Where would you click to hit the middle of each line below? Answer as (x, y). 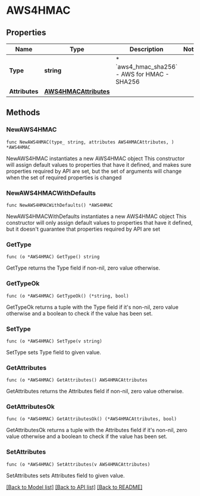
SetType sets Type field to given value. (54, 352)
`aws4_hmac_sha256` (147, 67)
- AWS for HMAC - (143, 74)
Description (146, 49)
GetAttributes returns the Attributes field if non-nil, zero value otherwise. (95, 391)
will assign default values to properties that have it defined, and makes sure (99, 164)
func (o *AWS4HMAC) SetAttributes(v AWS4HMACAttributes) (78, 464)
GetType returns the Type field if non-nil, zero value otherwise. (83, 268)
